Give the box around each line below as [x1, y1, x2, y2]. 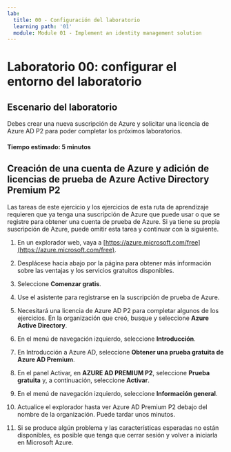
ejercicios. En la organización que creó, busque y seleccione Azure [17, 314, 209, 322]
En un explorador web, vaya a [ [17, 238, 106, 246]
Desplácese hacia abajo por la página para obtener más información [17, 258, 212, 267]
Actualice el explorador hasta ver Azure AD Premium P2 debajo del [17, 402, 208, 411]
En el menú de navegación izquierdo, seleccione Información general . [17, 389, 218, 397]
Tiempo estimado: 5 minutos [7, 142, 91, 151]
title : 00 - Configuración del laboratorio [13, 17, 140, 23]
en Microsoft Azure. [17, 438, 74, 446]
